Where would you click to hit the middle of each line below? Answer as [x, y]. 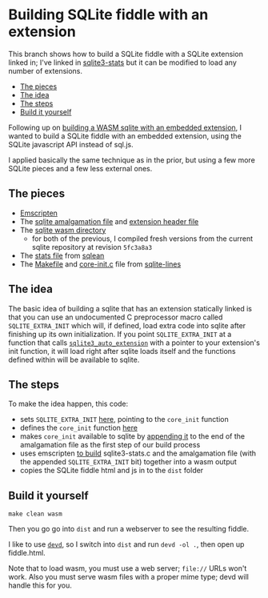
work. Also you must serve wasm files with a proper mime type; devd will [129, 577]
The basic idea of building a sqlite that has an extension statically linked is [130, 308]
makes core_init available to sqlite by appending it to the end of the [132, 436]
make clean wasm [35, 514]
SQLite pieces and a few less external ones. [80, 168]
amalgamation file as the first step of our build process [110, 445]
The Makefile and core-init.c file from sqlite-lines [100, 264]
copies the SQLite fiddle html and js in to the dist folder [112, 471]
